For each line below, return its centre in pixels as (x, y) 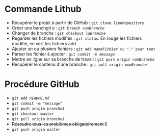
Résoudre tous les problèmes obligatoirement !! (59, 124)
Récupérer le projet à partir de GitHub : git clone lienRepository (78, 23)
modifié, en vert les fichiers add (44, 43)
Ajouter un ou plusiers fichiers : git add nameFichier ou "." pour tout (83, 49)
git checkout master (33, 114)
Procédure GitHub (42, 84)
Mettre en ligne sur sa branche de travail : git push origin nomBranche (83, 59)
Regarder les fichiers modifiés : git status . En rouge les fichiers (77, 38)
